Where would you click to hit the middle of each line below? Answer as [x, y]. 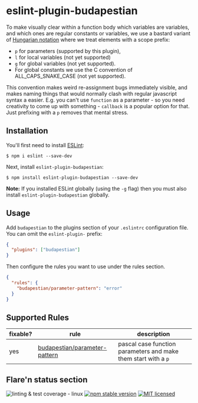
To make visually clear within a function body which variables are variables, [98, 27]
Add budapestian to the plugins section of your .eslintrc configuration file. [97, 227]
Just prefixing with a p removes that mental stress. [67, 112]
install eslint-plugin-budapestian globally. [58, 195]
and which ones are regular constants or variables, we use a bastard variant [98, 33]
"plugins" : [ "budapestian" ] [46, 250]
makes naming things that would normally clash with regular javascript [92, 94]
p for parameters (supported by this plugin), [67, 51]
